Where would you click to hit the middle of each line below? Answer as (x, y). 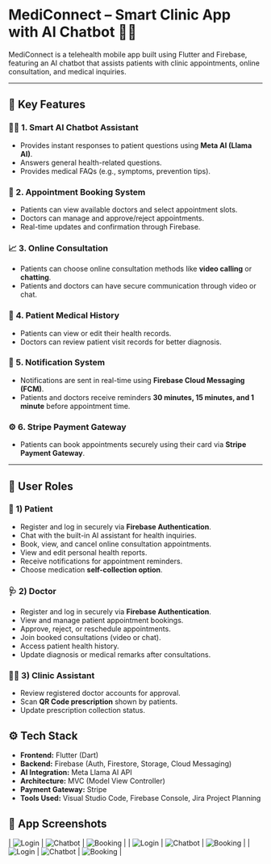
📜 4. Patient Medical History (64, 315)
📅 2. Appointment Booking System (77, 192)
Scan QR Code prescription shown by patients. (99, 702)
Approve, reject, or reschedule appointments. (95, 629)
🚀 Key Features (47, 105)
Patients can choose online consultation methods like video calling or (136, 269)
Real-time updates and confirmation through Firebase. (110, 226)
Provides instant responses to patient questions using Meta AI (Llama (136, 145)
